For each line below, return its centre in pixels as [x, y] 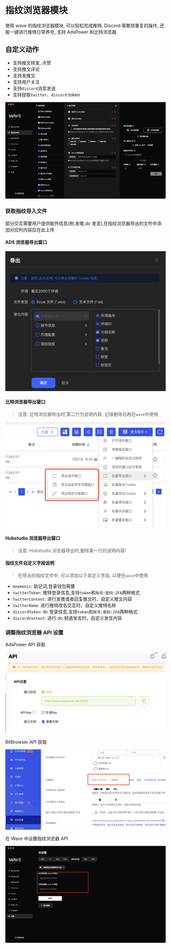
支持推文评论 [26, 69]
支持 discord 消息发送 [34, 88]
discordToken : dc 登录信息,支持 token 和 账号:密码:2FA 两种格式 [75, 612]
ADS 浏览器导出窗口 [26, 242]
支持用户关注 [26, 82]
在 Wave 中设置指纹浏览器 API [37, 838]
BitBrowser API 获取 [26, 742]
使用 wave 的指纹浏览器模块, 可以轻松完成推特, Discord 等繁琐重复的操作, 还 [85, 25]
